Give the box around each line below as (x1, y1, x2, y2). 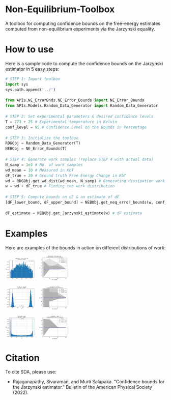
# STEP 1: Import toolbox (5, 76, 60, 81)
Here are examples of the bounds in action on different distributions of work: (5, 244, 166, 250)
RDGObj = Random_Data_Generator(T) (5, 141, 81, 146)
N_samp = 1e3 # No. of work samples (5, 162, 83, 167)
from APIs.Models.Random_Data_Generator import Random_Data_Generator (5, 103, 158, 108)
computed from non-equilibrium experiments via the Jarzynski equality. (5, 25, 155, 32)
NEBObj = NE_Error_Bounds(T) (5, 146, 67, 151)
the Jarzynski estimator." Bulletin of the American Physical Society (12, 384, 153, 390)
